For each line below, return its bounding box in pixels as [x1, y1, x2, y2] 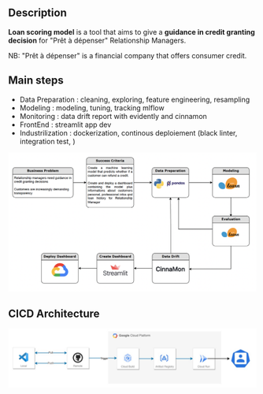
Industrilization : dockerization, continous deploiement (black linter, [19, 128, 238, 137]
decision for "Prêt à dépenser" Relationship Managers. [8, 35, 187, 45]
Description [8, 6, 67, 20]
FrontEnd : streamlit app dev [19, 120, 112, 129]
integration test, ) [19, 136, 76, 146]
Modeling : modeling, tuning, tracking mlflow [19, 102, 165, 113]
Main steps [8, 74, 65, 87]
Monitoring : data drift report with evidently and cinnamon [19, 111, 207, 121]
